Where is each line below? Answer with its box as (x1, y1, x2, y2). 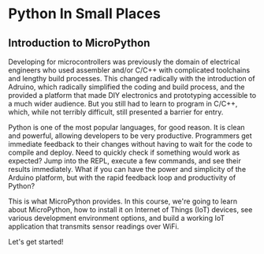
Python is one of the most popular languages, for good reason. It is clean (8, 123, 246, 132)
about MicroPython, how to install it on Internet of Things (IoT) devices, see (8, 205, 253, 214)
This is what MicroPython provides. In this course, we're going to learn (8, 196, 238, 206)
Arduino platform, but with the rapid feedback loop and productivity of (8, 173, 236, 182)
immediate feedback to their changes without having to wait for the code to (8, 140, 253, 148)
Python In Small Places (8, 5, 162, 23)
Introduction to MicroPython (8, 36, 151, 50)
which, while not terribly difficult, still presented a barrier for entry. (8, 107, 224, 117)
